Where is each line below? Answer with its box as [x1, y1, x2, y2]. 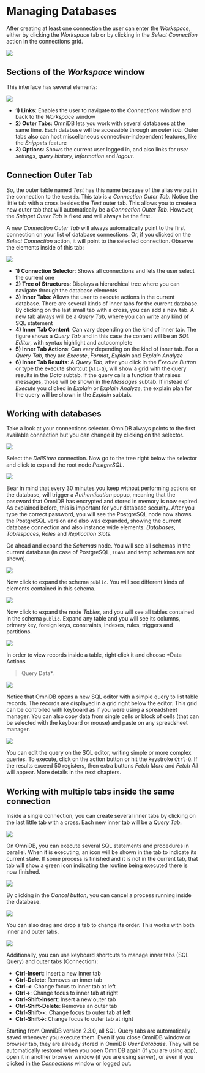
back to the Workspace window [15, 113, 96, 120]
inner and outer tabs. [6, 928, 59, 936]
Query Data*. [21, 670, 54, 677]
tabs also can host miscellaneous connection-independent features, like [15, 132, 198, 140]
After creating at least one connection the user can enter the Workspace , [6, 25, 191, 32]
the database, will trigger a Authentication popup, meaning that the [6, 491, 176, 498]
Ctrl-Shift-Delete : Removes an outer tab [15, 1002, 117, 1010]
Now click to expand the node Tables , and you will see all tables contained [6, 608, 195, 616]
